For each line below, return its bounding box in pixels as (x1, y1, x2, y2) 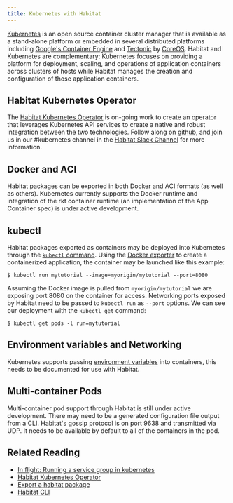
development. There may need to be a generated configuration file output (7, 411, 220, 420)
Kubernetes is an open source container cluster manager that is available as (7, 29, 226, 38)
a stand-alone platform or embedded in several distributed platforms (7, 36, 205, 46)
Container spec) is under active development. (7, 204, 139, 213)
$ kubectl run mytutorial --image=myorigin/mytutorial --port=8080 (7, 271, 209, 279)
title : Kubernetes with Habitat (7, 10, 101, 18)
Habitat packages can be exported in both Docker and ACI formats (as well (7, 182, 223, 190)
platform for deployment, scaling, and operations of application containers (7, 59, 222, 67)
